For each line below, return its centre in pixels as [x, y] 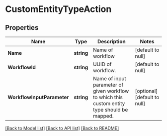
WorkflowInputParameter [38, 97]
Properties [22, 28]
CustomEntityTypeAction [58, 9]
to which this [108, 97]
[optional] [146, 91]
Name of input [110, 78]
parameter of [108, 85]
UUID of [102, 64]
